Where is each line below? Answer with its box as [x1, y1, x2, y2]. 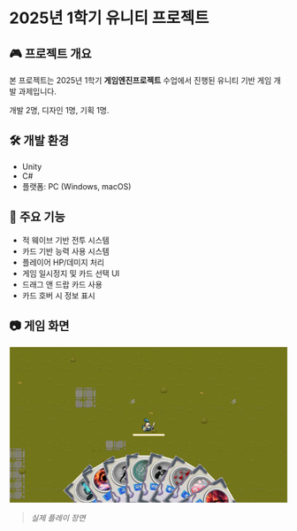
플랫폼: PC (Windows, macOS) [21, 181, 132, 191]
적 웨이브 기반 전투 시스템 [21, 235, 110, 245]
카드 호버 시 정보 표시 [21, 289, 95, 301]
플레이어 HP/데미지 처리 [21, 257, 104, 267]
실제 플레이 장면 [30, 512, 86, 523]
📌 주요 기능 [9, 210, 66, 225]
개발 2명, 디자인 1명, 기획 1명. [9, 105, 110, 115]
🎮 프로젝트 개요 [9, 46, 92, 61]
